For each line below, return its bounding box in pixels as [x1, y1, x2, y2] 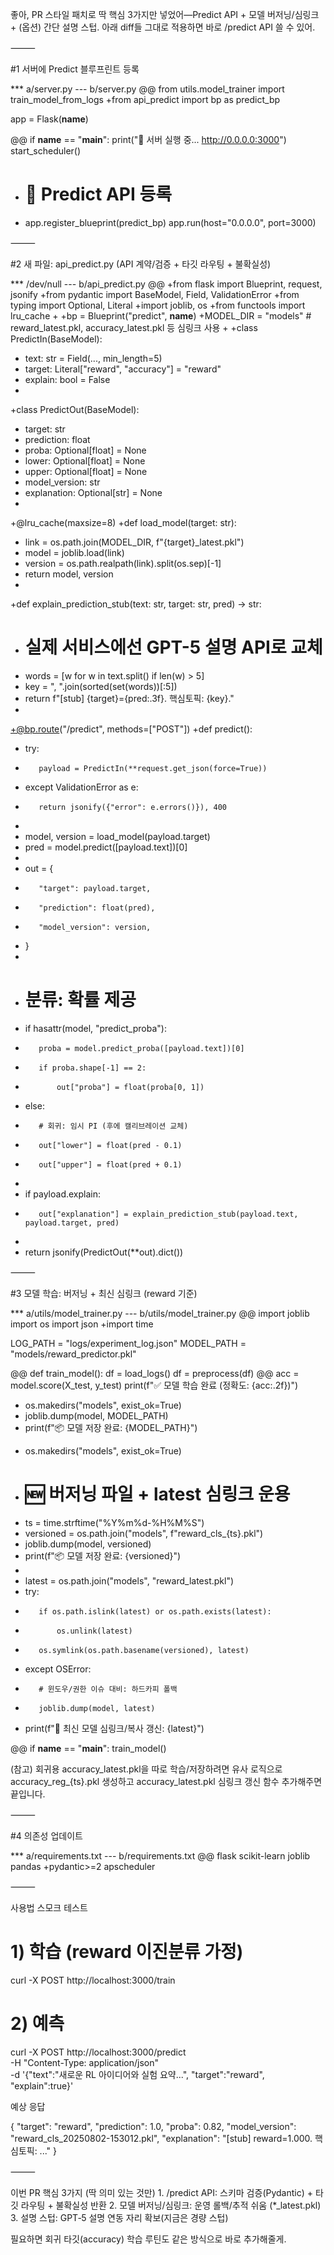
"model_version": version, [38, 922, 152, 932]
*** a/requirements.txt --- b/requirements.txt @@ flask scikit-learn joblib [10, 1849, 311, 1862]
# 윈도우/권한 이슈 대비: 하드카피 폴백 [38, 1684, 178, 1694]
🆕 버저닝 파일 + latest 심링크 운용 [24, 1483, 291, 1505]
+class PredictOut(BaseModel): [10, 403, 140, 415]
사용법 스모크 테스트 [10, 1901, 88, 1913]
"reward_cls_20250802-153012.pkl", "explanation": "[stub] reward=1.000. [10, 2132, 313, 2144]
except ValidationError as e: [24, 781, 139, 793]
